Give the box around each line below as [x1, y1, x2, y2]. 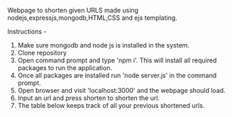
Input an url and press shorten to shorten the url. [17, 94, 160, 102]
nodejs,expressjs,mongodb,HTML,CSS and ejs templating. [7, 13, 177, 22]
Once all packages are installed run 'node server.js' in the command [17, 71, 217, 79]
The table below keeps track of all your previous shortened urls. [17, 101, 205, 109]
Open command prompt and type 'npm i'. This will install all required [17, 56, 217, 65]
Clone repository [17, 49, 67, 57]
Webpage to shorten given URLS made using [7, 6, 139, 14]
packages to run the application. [17, 64, 112, 72]
